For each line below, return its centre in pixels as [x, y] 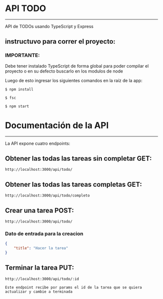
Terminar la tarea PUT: [40, 268]
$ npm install [19, 89]
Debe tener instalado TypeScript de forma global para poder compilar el [77, 66]
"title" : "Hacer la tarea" [41, 248]
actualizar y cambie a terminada [39, 292]
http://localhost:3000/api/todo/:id [42, 279]
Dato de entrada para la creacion [44, 234]
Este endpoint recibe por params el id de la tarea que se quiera [73, 287]
